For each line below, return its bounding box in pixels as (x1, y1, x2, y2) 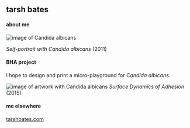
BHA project (6, 58, 36, 66)
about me (6, 20, 30, 28)
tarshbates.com (6, 116, 44, 122)
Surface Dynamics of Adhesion (109, 83, 185, 90)
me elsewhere (6, 102, 42, 110)
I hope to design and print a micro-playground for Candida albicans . (6, 71, 171, 78)
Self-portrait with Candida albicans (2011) (6, 45, 107, 52)
